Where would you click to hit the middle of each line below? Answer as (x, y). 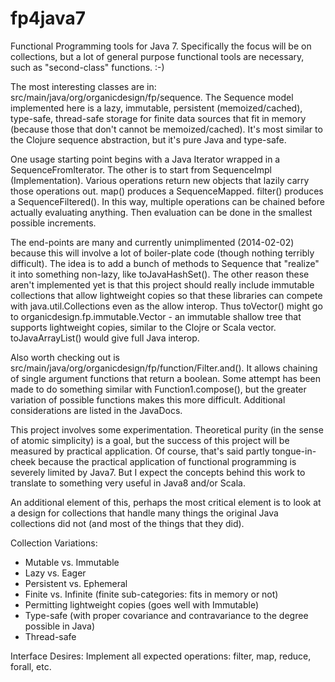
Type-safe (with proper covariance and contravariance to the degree (166, 615)
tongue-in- (294, 451)
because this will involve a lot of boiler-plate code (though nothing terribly (162, 253)
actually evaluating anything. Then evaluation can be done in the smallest (161, 212)
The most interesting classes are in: (83, 86)
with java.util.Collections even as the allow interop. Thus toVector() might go (166, 306)
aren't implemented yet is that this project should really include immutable (162, 284)
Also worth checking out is (65, 357)
